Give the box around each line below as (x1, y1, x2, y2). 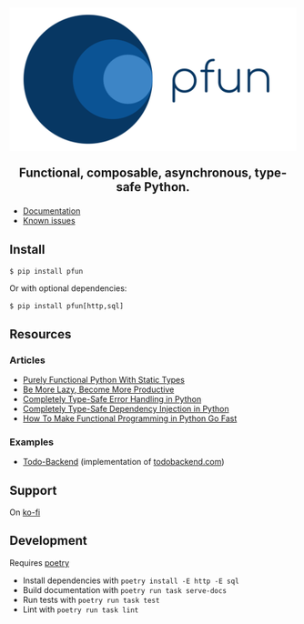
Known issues (22, 216, 76, 226)
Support (9, 482, 57, 498)
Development (9, 533, 88, 549)
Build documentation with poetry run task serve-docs (22, 584, 228, 595)
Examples (9, 436, 55, 448)
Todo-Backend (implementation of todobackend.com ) (22, 457, 225, 468)
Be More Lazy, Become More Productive (22, 384, 175, 395)
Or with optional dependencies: (9, 283, 127, 294)
